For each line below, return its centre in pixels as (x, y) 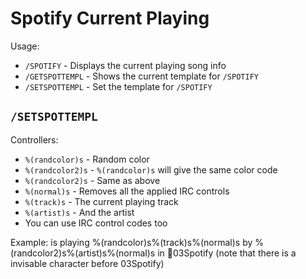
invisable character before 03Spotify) (87, 263)
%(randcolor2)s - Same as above (92, 180)
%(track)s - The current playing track (101, 201)
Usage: (25, 46)
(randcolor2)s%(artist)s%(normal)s (83, 253)
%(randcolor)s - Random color (87, 159)
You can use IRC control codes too (96, 223)
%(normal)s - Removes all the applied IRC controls (127, 191)
